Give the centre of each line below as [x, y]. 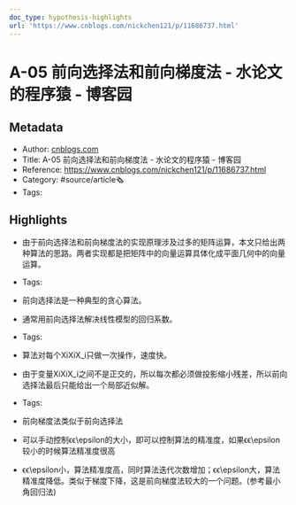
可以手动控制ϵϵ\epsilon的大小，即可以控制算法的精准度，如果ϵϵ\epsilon [151, 440]
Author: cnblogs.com [60, 149]
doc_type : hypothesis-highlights [71, 17]
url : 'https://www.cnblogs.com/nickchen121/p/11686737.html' [124, 26]
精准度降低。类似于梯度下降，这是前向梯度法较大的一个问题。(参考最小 [151, 481]
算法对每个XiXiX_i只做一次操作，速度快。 [97, 355]
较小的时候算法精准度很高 [68, 451]
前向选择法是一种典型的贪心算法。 [84, 300]
